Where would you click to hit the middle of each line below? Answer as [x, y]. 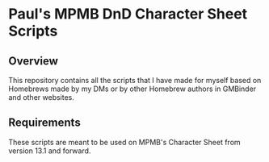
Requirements [44, 123]
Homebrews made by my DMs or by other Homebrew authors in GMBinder [132, 89]
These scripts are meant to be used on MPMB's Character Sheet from [124, 142]
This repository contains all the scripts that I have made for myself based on [135, 80]
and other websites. [42, 97]
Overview [34, 61]
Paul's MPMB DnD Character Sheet [128, 14]
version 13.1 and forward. [50, 151]
